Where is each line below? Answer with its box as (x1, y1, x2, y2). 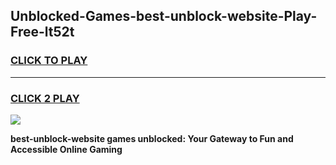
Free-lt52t (10, 24, 75, 41)
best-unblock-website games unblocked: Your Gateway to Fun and (10, 132, 294, 144)
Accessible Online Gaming (10, 143, 123, 155)
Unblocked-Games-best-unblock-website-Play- (10, 8, 318, 25)
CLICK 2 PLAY (10, 91, 80, 105)
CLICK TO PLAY (10, 54, 88, 68)
